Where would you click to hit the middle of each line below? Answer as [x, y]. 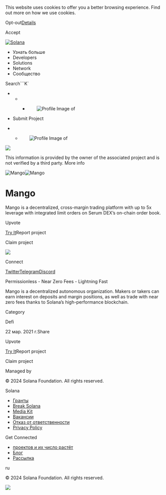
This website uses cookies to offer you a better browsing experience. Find [83, 7]
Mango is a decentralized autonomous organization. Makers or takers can [82, 291]
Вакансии [23, 417]
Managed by [19, 371]
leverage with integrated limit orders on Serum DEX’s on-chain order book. [83, 212]
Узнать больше [29, 52]
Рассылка [23, 458]
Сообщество [26, 74]
